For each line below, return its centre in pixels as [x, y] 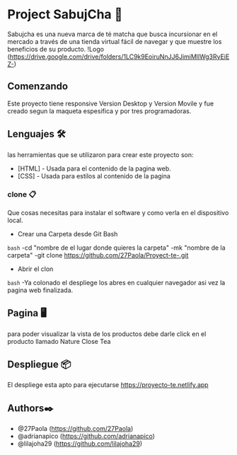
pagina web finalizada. [40, 290]
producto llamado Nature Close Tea [59, 341]
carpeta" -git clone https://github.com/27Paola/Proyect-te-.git [98, 255]
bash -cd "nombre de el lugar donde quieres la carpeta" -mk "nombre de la [116, 248]
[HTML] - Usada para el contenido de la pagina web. [94, 168]
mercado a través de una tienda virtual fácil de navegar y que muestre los [115, 41]
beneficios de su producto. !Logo [56, 49]
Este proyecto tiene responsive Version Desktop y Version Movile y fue [111, 103]
